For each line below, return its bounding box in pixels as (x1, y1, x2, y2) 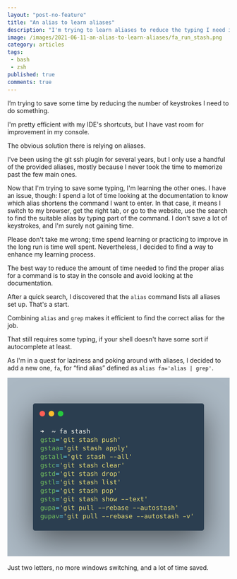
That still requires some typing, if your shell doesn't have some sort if (7, 334, 209, 343)
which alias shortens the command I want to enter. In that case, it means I (7, 199, 221, 207)
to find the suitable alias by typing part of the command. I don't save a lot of (7, 214, 228, 222)
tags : (7, 49, 23, 56)
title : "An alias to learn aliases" (7, 18, 115, 26)
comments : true (7, 78, 52, 86)
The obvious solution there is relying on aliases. (7, 141, 146, 150)
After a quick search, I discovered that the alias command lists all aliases (7, 292, 221, 300)
